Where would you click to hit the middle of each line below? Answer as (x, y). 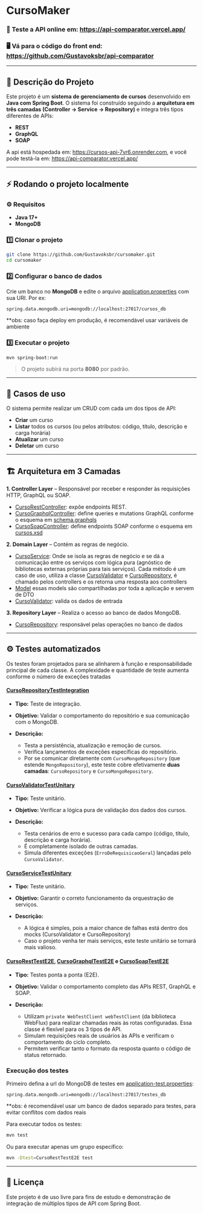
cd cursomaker (24, 261)
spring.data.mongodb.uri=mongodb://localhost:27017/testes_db (86, 1094)
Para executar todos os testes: (44, 1124)
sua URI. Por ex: (26, 298)
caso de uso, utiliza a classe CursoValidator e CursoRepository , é (96, 576)
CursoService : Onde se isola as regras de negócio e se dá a (89, 556)
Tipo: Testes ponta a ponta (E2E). (57, 975)
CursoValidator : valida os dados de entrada (69, 601)
